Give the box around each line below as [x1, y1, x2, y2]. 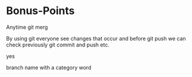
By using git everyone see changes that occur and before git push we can [6, 35, 186, 42]
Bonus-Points [6, 4, 75, 18]
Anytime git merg [6, 24, 48, 31]
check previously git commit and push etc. [6, 41, 110, 48]
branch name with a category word [6, 63, 92, 71]
